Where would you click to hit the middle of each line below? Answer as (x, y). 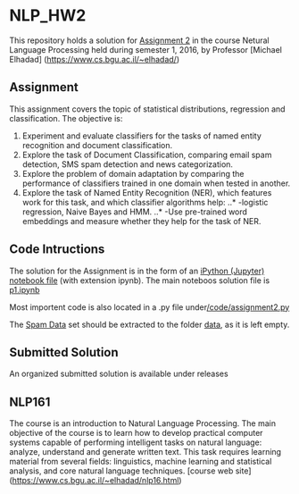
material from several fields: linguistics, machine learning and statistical (141, 462)
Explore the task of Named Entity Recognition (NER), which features (147, 192)
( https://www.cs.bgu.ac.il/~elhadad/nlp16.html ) (96, 481)
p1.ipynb (25, 289)
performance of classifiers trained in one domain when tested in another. (156, 183)
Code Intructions (57, 250)
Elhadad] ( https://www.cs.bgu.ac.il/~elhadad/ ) (95, 59)
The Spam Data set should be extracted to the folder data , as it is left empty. (149, 324)
